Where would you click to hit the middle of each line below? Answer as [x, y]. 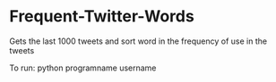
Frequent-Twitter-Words [102, 16]
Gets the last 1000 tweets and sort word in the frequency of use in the [138, 41]
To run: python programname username [83, 68]
